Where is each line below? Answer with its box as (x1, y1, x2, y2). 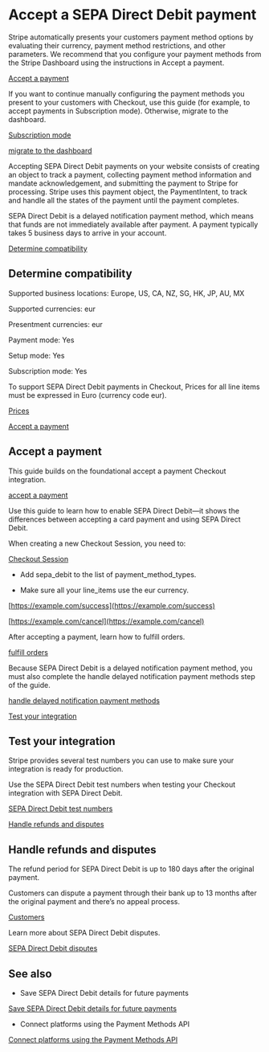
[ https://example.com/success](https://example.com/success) (8, 600, 215, 610)
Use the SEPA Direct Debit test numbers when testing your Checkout (8, 780, 236, 789)
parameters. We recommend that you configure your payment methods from (8, 49, 262, 59)
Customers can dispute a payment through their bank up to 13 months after (8, 888, 257, 898)
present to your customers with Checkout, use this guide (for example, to (8, 97, 251, 107)
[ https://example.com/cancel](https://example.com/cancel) (8, 616, 205, 626)
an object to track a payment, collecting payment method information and (8, 170, 251, 179)
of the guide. (8, 680, 51, 690)
